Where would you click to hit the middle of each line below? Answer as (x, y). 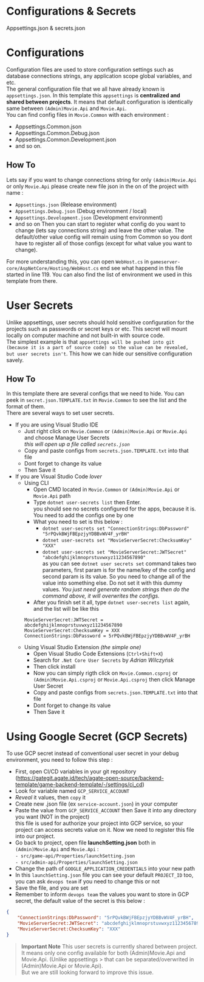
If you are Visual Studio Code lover (58, 476)
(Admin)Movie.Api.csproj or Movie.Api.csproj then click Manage (114, 680)
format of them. (26, 406)
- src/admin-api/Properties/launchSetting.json (76, 863)
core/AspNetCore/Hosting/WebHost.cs (53, 268)
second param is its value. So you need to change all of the (116, 577)
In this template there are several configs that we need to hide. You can (95, 394)
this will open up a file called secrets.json (77, 444)
